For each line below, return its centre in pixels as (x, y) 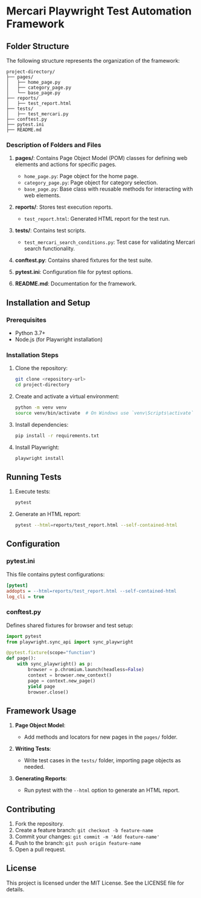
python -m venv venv (41, 408)
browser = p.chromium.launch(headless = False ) (86, 670)
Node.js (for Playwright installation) (59, 339)
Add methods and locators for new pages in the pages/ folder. (101, 737)
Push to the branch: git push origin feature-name (78, 843)
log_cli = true (25, 597)
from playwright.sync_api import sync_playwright (70, 642)
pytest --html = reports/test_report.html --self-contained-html (96, 525)
